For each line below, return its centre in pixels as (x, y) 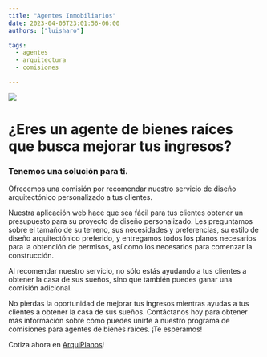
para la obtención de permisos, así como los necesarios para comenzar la (130, 247)
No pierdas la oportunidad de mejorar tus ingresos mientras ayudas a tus (129, 304)
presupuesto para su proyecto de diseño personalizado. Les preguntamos (131, 221)
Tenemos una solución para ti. (68, 171)
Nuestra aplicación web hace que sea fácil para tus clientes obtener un (126, 213)
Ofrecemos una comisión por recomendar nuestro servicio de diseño (122, 189)
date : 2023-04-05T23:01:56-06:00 (64, 23)
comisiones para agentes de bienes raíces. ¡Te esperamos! (105, 329)
